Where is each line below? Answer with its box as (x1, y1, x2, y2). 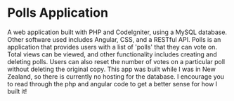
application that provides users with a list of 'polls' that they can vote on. (7, 42, 218, 51)
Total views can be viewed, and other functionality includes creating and (7, 50, 218, 59)
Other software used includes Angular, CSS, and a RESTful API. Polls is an (7, 35, 221, 43)
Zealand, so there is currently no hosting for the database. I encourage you (7, 72, 225, 81)
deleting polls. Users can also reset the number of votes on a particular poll (7, 57, 226, 65)
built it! (7, 87, 27, 95)
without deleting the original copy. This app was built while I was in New (7, 65, 216, 73)
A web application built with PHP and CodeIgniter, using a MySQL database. (7, 28, 227, 36)
